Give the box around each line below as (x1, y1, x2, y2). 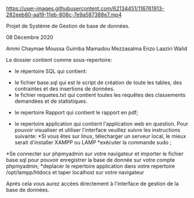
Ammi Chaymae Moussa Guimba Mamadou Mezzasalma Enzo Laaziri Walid (6, 45, 188, 52)
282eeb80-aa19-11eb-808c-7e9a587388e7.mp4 (6, 11, 122, 18)
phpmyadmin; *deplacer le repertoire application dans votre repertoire (6, 163, 175, 169)
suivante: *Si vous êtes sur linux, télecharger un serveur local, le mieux (14, 133, 186, 140)
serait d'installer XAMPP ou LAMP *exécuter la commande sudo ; (14, 139, 172, 145)
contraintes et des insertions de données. (14, 85, 115, 92)
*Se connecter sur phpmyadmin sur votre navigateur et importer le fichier (6, 150, 184, 157)
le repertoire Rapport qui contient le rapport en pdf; (14, 109, 138, 116)
